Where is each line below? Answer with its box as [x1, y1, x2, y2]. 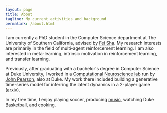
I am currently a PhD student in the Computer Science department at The [5, 35, 156, 41]
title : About [5, 12, 33, 17]
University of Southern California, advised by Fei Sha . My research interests [5, 40, 162, 46]
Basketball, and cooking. [5, 102, 56, 108]
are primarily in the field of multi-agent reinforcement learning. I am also [5, 45, 154, 51]
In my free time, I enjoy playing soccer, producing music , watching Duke [5, 97, 154, 103]
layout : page [5, 7, 33, 12]
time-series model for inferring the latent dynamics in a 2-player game [5, 82, 150, 88]
